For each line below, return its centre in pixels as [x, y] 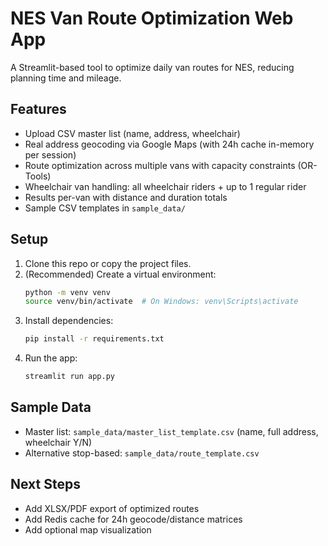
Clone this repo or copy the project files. [108, 263]
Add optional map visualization [88, 529]
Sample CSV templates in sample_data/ [105, 208]
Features [38, 109]
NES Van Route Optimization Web [152, 18]
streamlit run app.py [69, 377]
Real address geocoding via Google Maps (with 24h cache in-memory [169, 144]
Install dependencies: [69, 321]
